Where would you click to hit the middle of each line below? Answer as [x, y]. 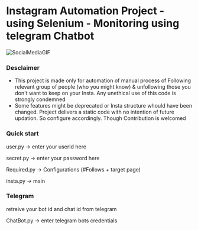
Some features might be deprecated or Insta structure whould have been [103, 106]
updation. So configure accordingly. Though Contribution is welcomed [100, 118]
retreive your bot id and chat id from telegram [61, 209]
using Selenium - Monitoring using [93, 23]
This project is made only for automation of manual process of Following [103, 80]
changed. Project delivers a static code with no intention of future [94, 112]
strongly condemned [40, 99]
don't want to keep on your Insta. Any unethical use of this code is [95, 93]
